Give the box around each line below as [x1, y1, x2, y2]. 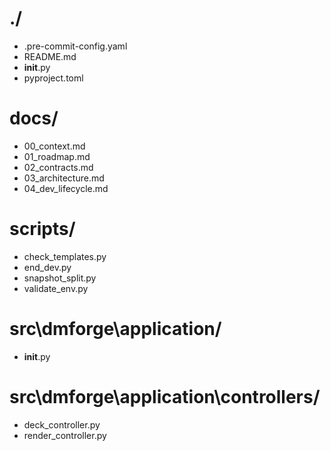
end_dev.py [23, 261, 72, 273]
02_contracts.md [23, 161, 94, 173]
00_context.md [23, 140, 86, 152]
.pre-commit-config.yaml [23, 40, 128, 52]
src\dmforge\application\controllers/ [9, 385, 321, 408]
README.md [23, 50, 77, 62]
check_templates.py [23, 250, 107, 262]
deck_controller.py [23, 418, 101, 431]
